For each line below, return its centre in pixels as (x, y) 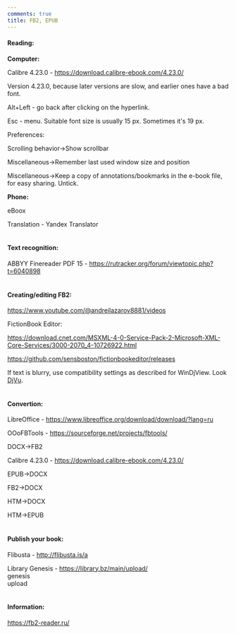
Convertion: (25, 404)
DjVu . (15, 380)
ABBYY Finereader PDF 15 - (48, 263)
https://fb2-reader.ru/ (38, 623)
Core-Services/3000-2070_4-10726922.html (72, 345)
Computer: (24, 59)
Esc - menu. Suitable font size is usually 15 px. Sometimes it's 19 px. (106, 121)
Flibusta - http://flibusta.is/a (48, 554)
